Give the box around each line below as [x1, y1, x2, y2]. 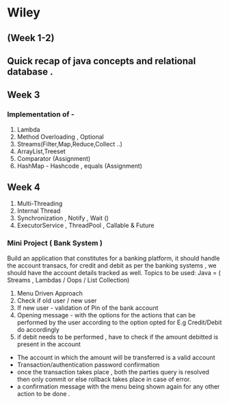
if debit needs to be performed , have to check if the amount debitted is [16, 333, 219, 341]
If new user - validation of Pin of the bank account [16, 303, 159, 312]
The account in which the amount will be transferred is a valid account [16, 353, 215, 361]
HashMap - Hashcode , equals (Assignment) [16, 161, 142, 170]
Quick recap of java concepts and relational [7, 55, 196, 66]
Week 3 [7, 89, 40, 101]
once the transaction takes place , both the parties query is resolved [16, 367, 210, 376]
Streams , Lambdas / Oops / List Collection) [7, 276, 130, 284]
